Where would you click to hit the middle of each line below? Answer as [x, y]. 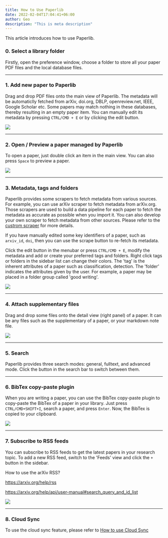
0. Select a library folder [35, 51]
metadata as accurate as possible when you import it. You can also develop [83, 215]
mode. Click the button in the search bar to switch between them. [72, 369]
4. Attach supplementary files [42, 304]
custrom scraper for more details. [39, 226]
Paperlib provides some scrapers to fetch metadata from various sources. [81, 199]
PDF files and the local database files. [44, 67]
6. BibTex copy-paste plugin [40, 387]
